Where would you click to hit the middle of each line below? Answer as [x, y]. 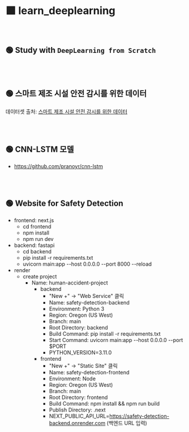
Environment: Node [72, 379]
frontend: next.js [34, 220]
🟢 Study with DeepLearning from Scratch [81, 50]
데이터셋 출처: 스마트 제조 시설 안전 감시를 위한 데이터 [66, 111]
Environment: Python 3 [77, 309]
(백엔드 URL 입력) [127, 423]
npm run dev [38, 239]
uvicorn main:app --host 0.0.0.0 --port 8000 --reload [87, 264]
